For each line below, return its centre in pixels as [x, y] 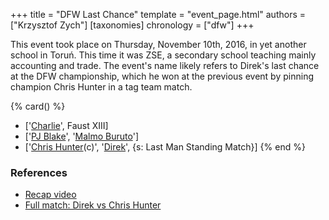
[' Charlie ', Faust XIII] [66, 125]
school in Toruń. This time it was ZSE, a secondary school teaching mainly [163, 55]
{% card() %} [38, 106]
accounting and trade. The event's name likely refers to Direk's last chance [165, 65]
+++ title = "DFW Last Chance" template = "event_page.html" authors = [158, 14]
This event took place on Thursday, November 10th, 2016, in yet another [158, 44]
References [39, 172]
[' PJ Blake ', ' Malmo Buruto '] [82, 136]
